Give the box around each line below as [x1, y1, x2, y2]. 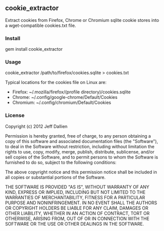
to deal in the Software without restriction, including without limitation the [5, 144, 155, 150]
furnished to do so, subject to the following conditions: [5, 159, 116, 165]
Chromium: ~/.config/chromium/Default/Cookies [12, 99, 111, 106]
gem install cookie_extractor [5, 46, 63, 52]
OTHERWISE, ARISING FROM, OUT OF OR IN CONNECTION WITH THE [5, 216, 150, 222]
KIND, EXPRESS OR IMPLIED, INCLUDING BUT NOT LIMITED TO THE [5, 189, 146, 195]
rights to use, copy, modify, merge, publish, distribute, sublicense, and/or [5, 149, 155, 154]
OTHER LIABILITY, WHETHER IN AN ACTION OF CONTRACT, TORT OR [5, 210, 150, 216]
